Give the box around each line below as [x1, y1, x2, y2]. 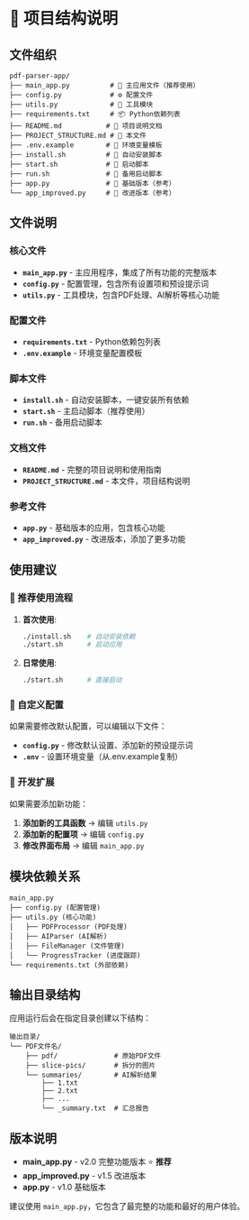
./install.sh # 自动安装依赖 [22, 632, 137, 641]
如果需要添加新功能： [9, 798, 88, 809]
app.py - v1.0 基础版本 [22, 1182, 106, 1193]
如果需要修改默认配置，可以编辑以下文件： [9, 720, 167, 731]
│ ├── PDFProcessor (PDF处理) [9, 922, 128, 931]
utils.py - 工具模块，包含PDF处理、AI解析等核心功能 [22, 289, 220, 300]
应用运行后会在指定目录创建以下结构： [9, 1013, 151, 1023]
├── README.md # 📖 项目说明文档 [9, 122, 163, 131]
